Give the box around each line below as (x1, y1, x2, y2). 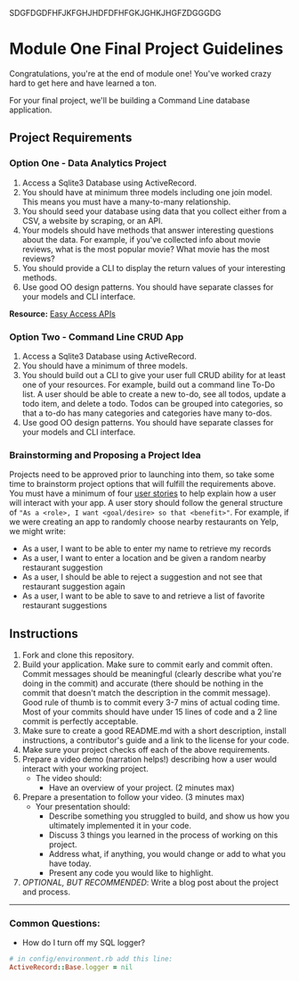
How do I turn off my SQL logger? (21, 937, 145, 948)
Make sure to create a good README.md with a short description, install (21, 726, 287, 737)
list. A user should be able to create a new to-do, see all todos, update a (21, 388, 287, 400)
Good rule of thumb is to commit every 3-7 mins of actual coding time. (21, 697, 280, 708)
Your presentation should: (35, 802, 131, 812)
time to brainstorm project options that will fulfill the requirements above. (9, 479, 276, 490)
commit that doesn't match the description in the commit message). (21, 688, 271, 698)
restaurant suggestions (21, 600, 108, 611)
